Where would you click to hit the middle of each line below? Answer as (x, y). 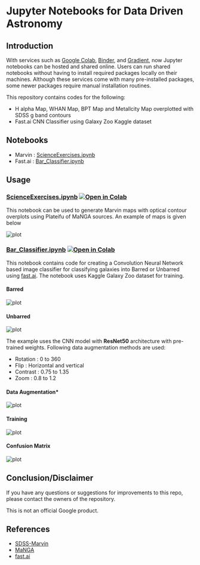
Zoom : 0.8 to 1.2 (36, 378)
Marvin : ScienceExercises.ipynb (55, 154)
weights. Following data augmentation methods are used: (95, 348)
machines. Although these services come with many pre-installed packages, (100, 79)
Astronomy (34, 24)
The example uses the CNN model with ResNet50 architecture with (89, 341)
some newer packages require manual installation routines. (79, 86)
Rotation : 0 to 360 (38, 359)
